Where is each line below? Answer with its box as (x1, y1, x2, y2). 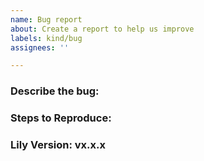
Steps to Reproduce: (10, 111, 112, 125)
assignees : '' (10, 42, 70, 53)
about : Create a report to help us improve (10, 24, 195, 34)
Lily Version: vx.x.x (10, 138, 106, 152)
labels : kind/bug (10, 33, 83, 43)
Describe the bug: (10, 84, 100, 98)
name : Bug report (10, 14, 83, 25)
